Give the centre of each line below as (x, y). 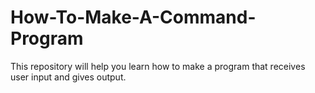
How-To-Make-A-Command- (133, 17)
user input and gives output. (68, 77)
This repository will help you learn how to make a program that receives (158, 66)
